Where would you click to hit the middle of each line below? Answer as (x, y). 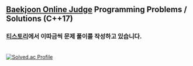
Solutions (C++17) (39, 19)
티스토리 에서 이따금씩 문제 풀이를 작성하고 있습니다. (74, 36)
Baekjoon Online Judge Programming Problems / (96, 10)
